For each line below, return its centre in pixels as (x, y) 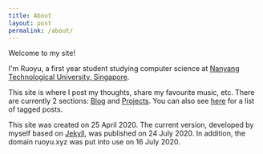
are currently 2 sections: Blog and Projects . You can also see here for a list (131, 101)
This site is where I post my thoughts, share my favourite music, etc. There (131, 93)
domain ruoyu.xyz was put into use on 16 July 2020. (94, 142)
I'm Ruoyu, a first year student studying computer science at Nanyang (124, 69)
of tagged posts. (36, 109)
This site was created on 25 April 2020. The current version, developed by (131, 125)
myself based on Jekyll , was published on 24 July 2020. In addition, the (127, 133)
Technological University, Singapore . (69, 77)
